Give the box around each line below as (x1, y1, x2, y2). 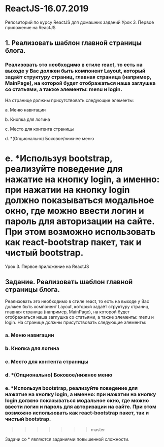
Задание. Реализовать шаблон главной (5, 277, 133, 286)
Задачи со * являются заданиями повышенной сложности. (5, 436, 130, 442)
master (91, 427, 105, 433)
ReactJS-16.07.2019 (5, 3, 89, 14)
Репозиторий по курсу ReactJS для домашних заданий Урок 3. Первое (5, 19, 154, 25)
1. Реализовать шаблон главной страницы (5, 39, 142, 47)
